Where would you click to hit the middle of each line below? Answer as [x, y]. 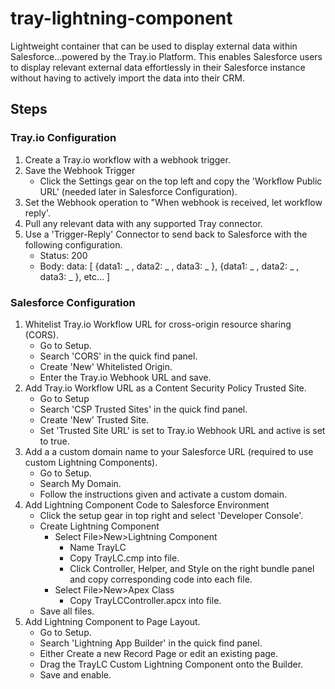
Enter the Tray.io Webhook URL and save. [125, 377]
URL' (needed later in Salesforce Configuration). [138, 191]
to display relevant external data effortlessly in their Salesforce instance [158, 67]
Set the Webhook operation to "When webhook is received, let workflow [173, 202]
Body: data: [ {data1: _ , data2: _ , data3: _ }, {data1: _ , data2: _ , [169, 266]
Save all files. [67, 611]
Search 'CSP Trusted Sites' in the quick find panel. [143, 409]
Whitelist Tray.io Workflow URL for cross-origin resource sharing [158, 324]
